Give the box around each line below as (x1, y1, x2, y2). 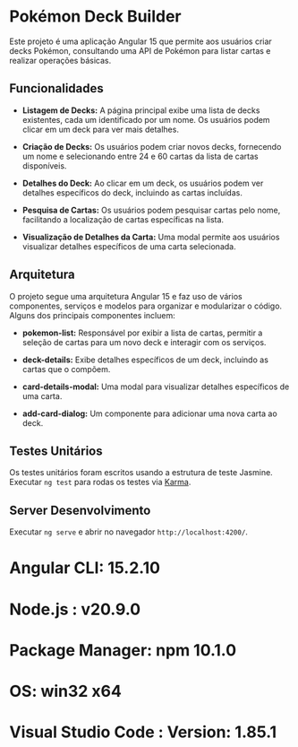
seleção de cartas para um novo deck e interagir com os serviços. (21, 336, 267, 347)
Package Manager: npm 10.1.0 (9, 639, 237, 660)
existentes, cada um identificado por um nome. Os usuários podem (21, 114, 270, 125)
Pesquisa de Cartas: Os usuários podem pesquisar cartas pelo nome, (21, 204, 281, 215)
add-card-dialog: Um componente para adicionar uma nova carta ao (21, 408, 277, 419)
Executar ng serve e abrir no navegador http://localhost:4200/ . (9, 526, 249, 537)
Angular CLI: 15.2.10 (9, 558, 161, 578)
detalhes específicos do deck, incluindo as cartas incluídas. (21, 187, 243, 198)
